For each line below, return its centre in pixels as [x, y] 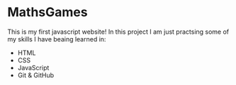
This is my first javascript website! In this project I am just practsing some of [118, 32]
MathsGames [47, 12]
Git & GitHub [36, 75]
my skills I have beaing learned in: [57, 39]
